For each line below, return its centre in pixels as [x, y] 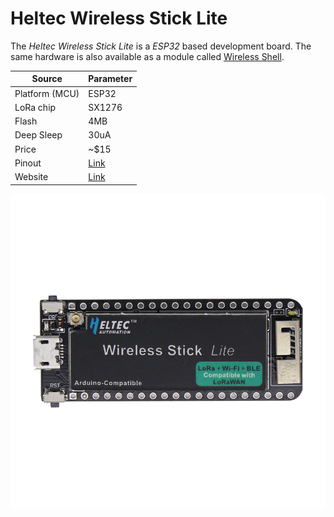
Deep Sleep [38, 135]
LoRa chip [35, 107]
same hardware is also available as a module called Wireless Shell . [147, 56]
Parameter [110, 79]
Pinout [28, 163]
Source [47, 79]
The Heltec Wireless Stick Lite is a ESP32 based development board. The [161, 46]
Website [31, 177]
